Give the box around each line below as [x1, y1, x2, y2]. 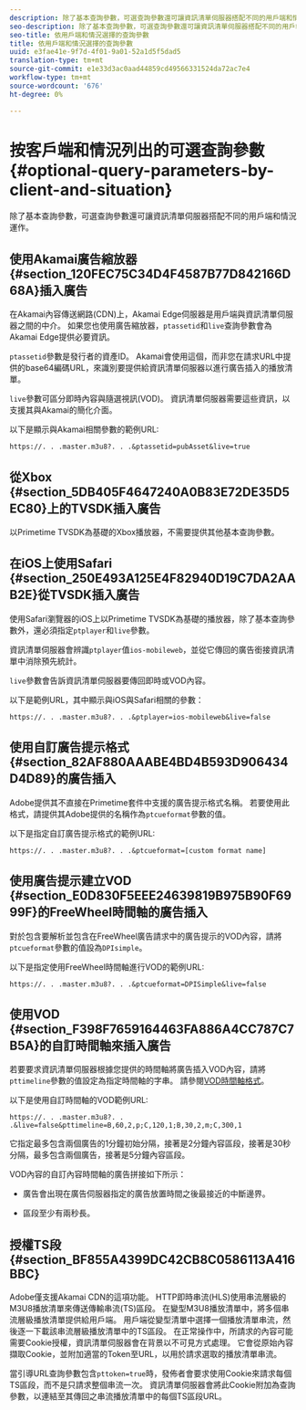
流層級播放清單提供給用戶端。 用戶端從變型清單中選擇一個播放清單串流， [9, 1314, 283, 1325]
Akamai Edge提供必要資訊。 [9, 331, 116, 342]
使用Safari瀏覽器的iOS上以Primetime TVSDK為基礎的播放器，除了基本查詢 [9, 613, 288, 624]
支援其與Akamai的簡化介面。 [9, 405, 117, 416]
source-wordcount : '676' [9, 81, 104, 90]
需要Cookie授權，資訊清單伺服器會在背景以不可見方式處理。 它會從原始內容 [9, 1337, 294, 1348]
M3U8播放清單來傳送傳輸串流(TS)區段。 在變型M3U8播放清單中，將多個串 [9, 1303, 290, 1314]
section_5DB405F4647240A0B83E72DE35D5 [22, 484, 290, 500]
